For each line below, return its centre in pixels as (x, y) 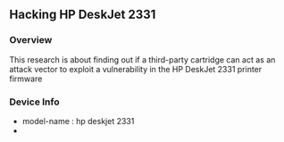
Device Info (34, 102)
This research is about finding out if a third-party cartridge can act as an (142, 59)
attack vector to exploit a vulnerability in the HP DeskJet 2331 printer (136, 69)
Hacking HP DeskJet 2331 (83, 15)
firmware (26, 79)
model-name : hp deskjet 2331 (78, 121)
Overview (31, 40)
